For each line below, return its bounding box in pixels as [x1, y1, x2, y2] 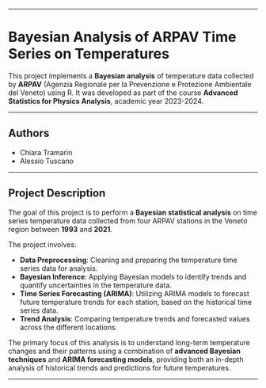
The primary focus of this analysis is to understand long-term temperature [8, 337, 251, 347]
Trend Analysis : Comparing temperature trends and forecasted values [19, 314, 251, 323]
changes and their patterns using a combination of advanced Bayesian [8, 346, 241, 356]
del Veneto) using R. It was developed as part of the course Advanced [8, 88, 238, 97]
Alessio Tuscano [19, 156, 74, 165]
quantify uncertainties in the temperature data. [19, 280, 172, 290]
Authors [8, 127, 50, 140]
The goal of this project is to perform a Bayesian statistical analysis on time [8, 207, 257, 217]
